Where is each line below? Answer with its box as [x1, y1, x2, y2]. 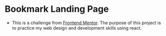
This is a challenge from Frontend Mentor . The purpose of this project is [12, 20, 161, 26]
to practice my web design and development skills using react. [12, 25, 142, 31]
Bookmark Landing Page [5, 3, 109, 15]
